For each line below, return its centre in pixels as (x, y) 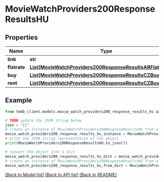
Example (19, 100)
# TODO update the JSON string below (43, 121)
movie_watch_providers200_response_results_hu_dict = (61, 156)
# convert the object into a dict (40, 152)
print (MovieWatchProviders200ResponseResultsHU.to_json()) (66, 143)
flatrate (16, 67)
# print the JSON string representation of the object (62, 139)
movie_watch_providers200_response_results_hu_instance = (65, 134)
